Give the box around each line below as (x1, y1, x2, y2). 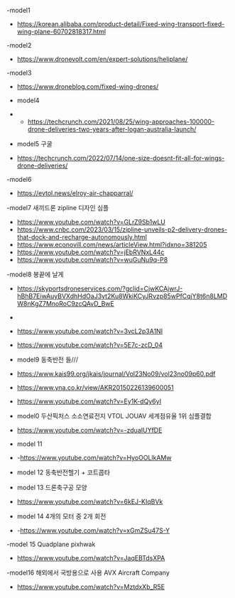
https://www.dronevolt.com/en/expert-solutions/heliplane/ (16, 55, 188, 63)
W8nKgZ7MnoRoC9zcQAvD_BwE (16, 300, 114, 308)
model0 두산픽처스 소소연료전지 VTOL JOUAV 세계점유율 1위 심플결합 (16, 412, 212, 420)
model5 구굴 (16, 140, 53, 148)
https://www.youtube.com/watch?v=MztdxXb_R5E (16, 582, 165, 591)
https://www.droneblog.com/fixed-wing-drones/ (16, 82, 159, 91)
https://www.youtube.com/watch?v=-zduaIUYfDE (16, 426, 163, 434)
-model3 (6, 69, 32, 77)
